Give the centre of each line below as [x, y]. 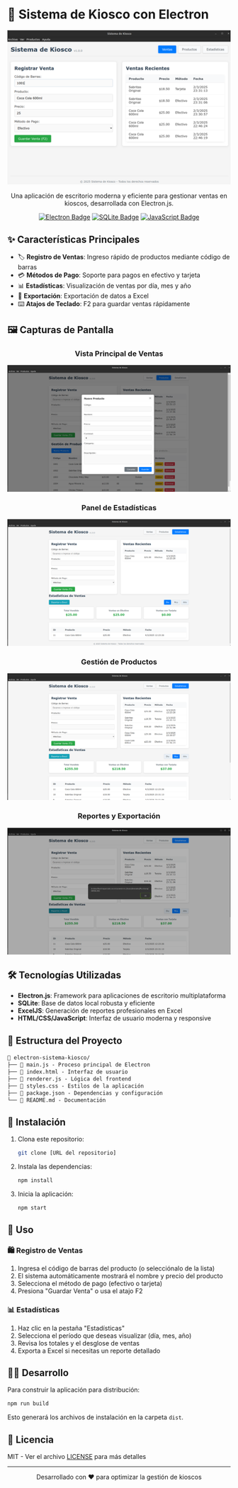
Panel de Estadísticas [119, 507]
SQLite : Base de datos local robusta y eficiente [86, 1003]
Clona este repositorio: [51, 1139]
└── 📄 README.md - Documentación [57, 1100]
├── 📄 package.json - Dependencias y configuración [85, 1093]
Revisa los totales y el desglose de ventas [79, 1343]
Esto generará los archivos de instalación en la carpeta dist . [96, 1417]
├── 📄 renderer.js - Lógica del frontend [69, 1079]
